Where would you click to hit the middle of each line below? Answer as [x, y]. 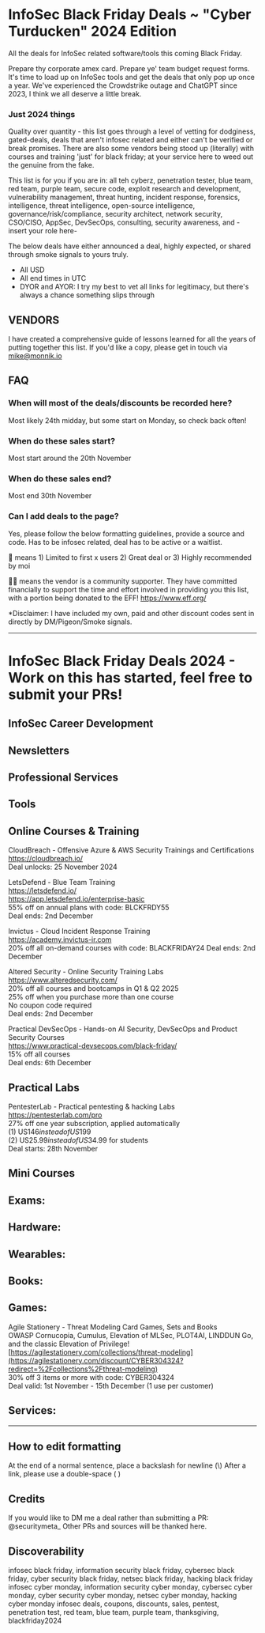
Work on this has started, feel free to [131, 677]
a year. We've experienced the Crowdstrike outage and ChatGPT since [123, 85]
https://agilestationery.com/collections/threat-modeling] [102, 1352]
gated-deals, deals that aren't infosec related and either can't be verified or [131, 140]
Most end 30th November [50, 496]
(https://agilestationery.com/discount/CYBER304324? [96, 1360]
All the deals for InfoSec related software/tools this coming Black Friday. [125, 53]
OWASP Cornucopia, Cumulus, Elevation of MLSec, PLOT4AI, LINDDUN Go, [131, 1335]
